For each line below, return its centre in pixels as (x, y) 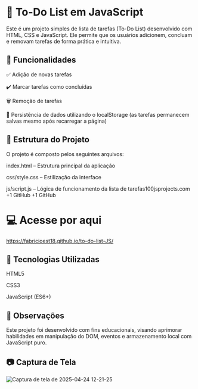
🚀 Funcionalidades (41, 60)
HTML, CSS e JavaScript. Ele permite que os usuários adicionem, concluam (99, 35)
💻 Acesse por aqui (54, 220)
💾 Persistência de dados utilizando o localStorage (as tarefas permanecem (98, 114)
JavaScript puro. (27, 343)
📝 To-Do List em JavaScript (75, 12)
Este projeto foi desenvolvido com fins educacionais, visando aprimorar (94, 330)
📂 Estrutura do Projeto (48, 140)
